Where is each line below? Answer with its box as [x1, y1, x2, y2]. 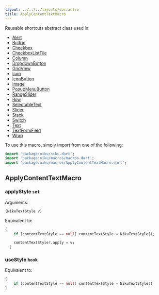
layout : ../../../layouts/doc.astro [5, 7, 79, 12]
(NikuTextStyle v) [5, 208, 42, 214]
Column [12, 55, 28, 61]
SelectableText [12, 102, 42, 107]
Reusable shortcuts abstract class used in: [5, 25, 90, 31]
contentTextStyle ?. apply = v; [14, 240, 75, 245]
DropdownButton [12, 60, 47, 66]
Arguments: [5, 199, 29, 205]
